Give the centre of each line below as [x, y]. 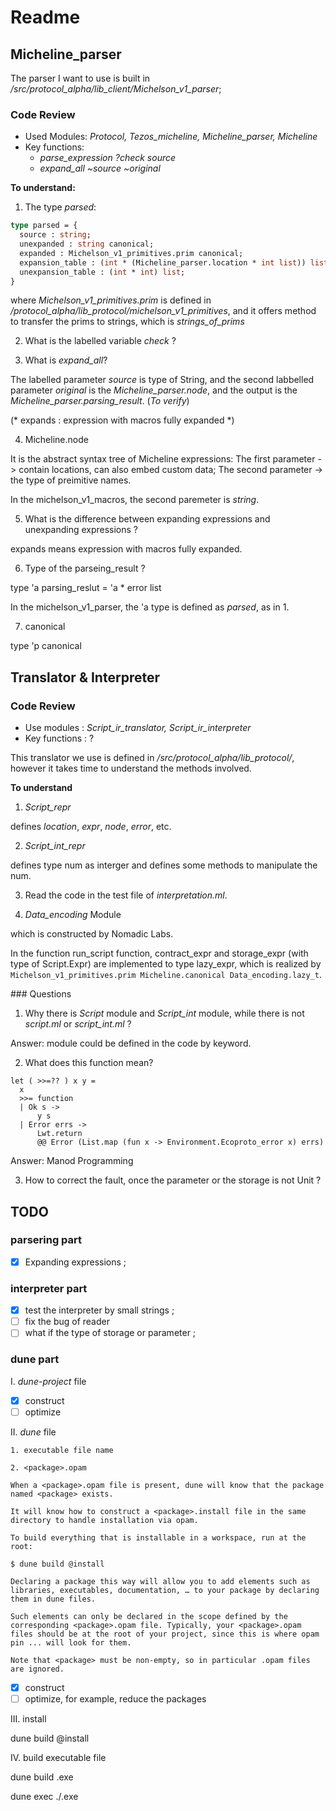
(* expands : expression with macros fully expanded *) [122, 420]
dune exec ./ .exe [44, 1796]
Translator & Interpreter [85, 677]
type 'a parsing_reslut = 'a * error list [86, 588]
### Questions [41, 994]
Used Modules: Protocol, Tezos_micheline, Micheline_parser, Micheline [171, 137]
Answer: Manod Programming [72, 1161]
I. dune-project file [48, 1381]
